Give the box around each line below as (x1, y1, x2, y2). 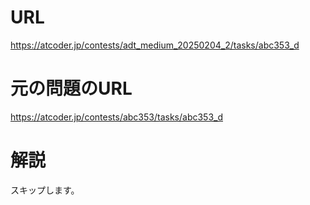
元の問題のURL (10, 77, 133, 100)
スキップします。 (10, 184, 80, 196)
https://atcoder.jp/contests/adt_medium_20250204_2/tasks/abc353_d (10, 39, 300, 51)
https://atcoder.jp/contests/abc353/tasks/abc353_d (10, 111, 224, 123)
